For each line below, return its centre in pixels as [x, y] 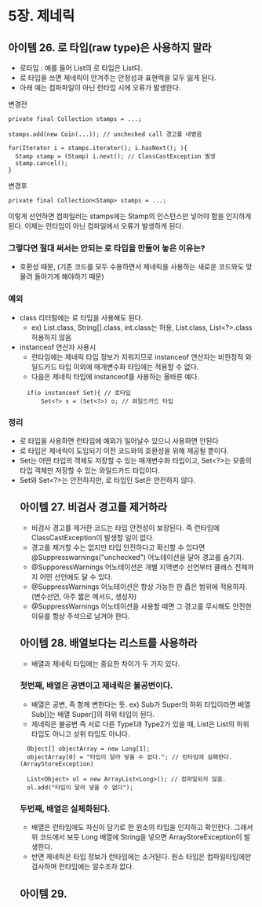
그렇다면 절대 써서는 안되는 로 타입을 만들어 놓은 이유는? [107, 248]
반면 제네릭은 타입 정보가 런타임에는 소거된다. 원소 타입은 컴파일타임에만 [141, 857]
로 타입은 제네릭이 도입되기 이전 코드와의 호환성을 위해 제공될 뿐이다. [124, 450]
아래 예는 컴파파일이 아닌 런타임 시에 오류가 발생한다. [100, 88]
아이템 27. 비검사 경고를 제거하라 [93, 507]
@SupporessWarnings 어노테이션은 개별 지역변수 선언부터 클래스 [132, 567]
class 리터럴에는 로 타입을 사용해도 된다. [81, 317]
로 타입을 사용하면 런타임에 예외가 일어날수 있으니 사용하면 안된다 [119, 441]
